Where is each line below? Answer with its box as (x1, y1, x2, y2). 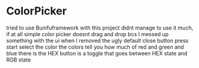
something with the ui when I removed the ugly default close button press (6, 37, 189, 44)
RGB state (6, 56, 31, 63)
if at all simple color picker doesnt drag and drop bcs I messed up (6, 30, 169, 37)
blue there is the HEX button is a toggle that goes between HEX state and (6, 49, 188, 57)
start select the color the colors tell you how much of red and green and (6, 43, 185, 51)
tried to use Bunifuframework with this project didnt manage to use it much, (6, 24, 194, 31)
